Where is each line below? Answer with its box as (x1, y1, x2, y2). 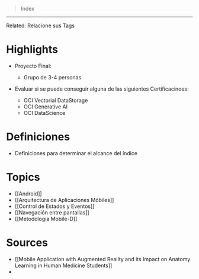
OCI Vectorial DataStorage (23, 97, 88, 104)
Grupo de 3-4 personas (23, 73, 82, 81)
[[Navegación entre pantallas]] (14, 209, 90, 216)
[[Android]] (14, 190, 43, 197)
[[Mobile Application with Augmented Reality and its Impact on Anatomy (14, 255, 191, 262)
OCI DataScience (23, 109, 66, 116)
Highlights (6, 43, 58, 56)
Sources (6, 236, 49, 249)
